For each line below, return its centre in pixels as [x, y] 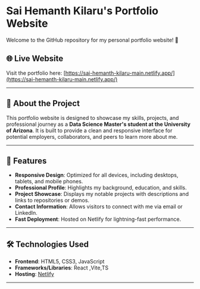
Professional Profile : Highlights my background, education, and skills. [101, 188]
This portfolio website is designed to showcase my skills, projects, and [93, 117]
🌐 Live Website [35, 58]
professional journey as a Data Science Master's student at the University [98, 124]
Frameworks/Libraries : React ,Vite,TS [62, 268]
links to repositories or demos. [52, 201]
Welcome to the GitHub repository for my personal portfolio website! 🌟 [92, 40]
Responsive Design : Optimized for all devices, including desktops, [96, 175]
